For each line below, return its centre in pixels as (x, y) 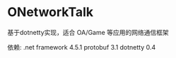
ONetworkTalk (51, 12)
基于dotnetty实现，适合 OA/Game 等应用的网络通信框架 (88, 32)
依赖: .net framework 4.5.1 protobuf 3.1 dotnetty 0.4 (82, 47)
